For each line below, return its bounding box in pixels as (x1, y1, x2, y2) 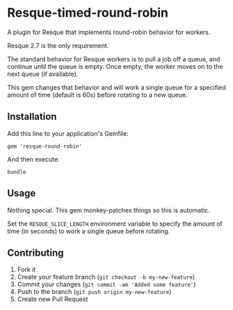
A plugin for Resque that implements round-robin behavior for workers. (7, 28, 211, 36)
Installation (7, 111, 57, 123)
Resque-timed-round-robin (7, 5, 169, 21)
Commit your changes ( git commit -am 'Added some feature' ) (17, 280, 196, 288)
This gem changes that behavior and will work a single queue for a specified (7, 83, 226, 91)
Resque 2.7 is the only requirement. (7, 41, 109, 49)
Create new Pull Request (17, 295, 88, 304)
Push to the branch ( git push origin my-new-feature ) (17, 288, 172, 296)
